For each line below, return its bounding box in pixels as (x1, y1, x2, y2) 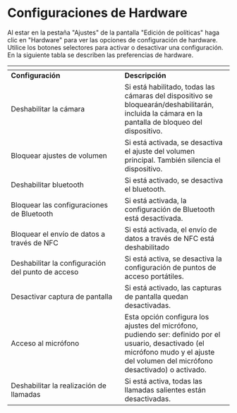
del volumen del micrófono (124, 356, 213, 366)
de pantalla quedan (124, 291, 188, 301)
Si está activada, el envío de (124, 224, 217, 234)
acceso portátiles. (124, 271, 184, 281)
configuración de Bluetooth (124, 204, 215, 214)
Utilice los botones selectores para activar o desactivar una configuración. (7, 43, 224, 51)
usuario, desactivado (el (124, 338, 205, 348)
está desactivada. (124, 213, 183, 223)
